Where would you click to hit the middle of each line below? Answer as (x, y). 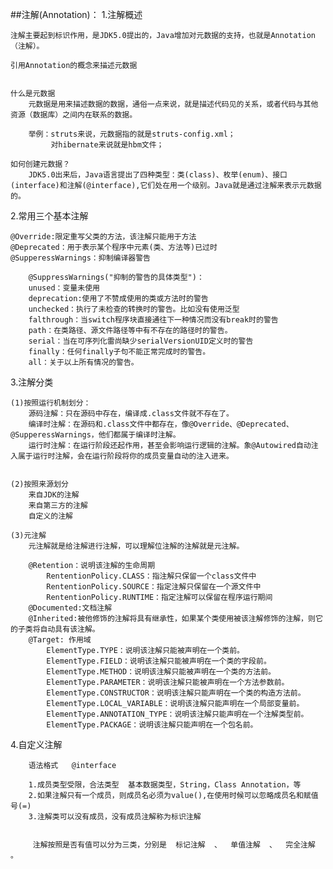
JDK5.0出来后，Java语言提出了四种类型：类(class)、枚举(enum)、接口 (158, 175)
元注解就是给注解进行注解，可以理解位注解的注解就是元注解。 (136, 546)
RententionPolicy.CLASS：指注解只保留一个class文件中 (151, 576)
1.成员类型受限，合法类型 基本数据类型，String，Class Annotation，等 (165, 785)
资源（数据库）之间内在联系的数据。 (74, 115)
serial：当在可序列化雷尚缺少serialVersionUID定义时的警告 (141, 341)
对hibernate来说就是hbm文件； (107, 145)
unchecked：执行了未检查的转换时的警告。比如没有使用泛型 (134, 309)
